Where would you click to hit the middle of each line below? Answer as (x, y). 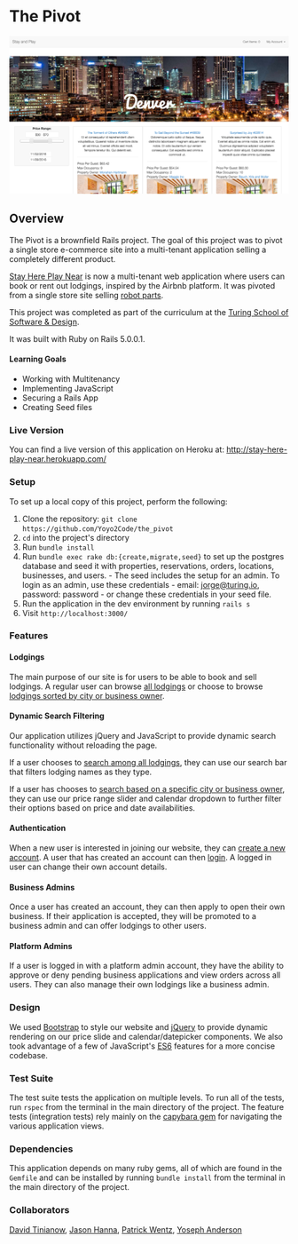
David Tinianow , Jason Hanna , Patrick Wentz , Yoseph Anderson (125, 1229)
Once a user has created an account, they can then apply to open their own (147, 907)
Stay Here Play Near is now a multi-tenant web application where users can (147, 276)
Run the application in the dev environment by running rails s (136, 603)
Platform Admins (41, 946)
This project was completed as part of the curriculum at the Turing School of (149, 312)
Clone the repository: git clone (79, 519)
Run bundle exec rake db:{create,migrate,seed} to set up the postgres (153, 556)
